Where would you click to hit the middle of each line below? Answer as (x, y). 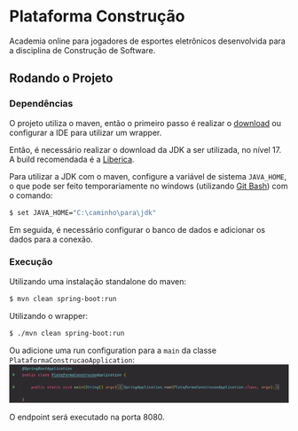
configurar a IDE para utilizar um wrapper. (86, 132)
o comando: (31, 195)
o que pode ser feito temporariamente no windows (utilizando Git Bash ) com (149, 186)
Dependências (41, 104)
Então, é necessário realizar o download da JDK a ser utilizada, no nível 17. (145, 149)
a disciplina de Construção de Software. (82, 50)
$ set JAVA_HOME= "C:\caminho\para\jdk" (83, 212)
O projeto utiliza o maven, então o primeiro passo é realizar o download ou (145, 123)
